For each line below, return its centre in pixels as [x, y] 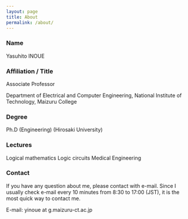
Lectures [19, 145]
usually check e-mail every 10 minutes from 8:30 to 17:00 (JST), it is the [93, 192]
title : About [22, 17]
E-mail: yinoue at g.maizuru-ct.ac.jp [49, 210]
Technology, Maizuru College [42, 101]
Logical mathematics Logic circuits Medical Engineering [74, 158]
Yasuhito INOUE [26, 56]
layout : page [22, 11]
